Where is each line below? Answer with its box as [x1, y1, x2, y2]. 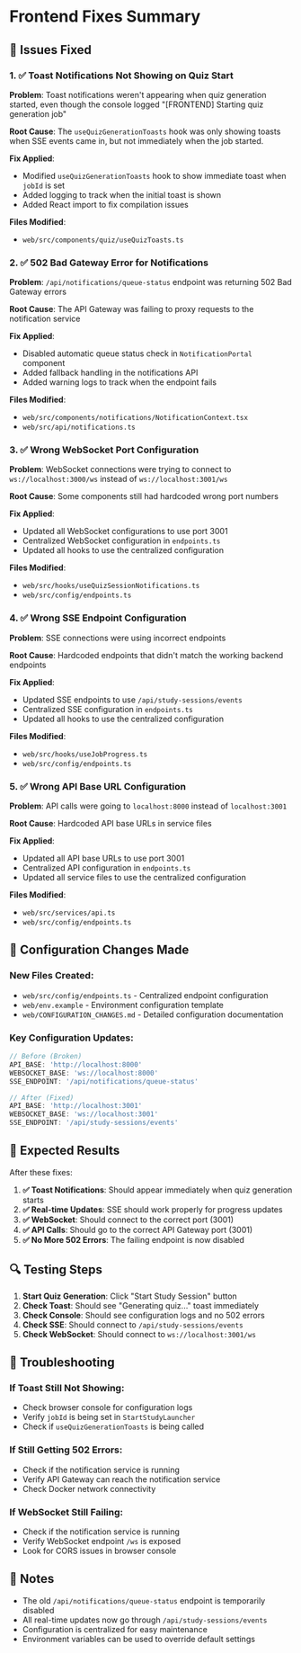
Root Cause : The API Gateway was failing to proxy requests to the [9, 304, 254, 315]
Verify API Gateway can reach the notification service [22, 1473, 221, 1485]
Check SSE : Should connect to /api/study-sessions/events [22, 1319, 244, 1330]
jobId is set [22, 180, 66, 191]
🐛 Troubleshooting [9, 1355, 115, 1371]
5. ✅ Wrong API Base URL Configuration [9, 780, 187, 792]
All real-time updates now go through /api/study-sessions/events [22, 1614, 268, 1625]
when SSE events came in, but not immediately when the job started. [9, 135, 264, 146]
